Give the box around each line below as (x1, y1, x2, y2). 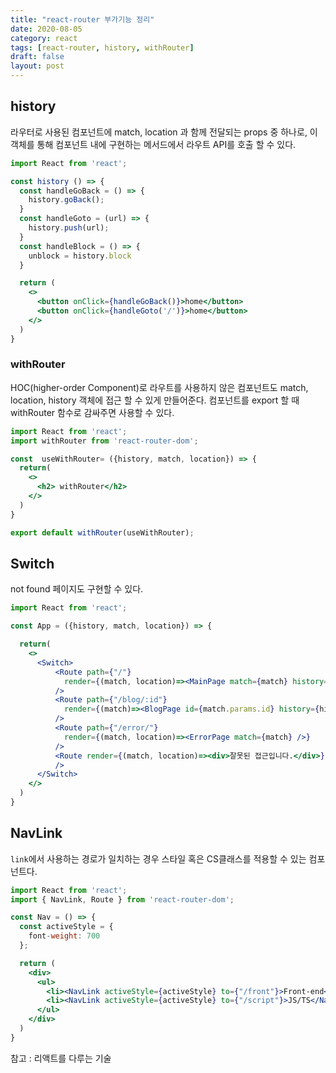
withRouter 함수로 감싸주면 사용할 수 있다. (10, 406, 175, 418)
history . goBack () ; (28, 195, 105, 205)
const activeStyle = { (19, 922, 114, 932)
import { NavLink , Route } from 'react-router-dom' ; (10, 894, 235, 905)
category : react (10, 33, 78, 43)
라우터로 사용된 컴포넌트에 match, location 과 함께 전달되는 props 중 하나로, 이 (10, 126, 318, 138)
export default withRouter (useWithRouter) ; (10, 527, 195, 538)
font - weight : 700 (28, 931, 101, 941)
